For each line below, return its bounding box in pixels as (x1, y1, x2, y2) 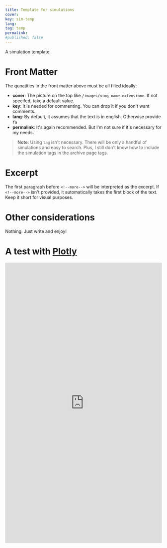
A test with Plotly (5, 245, 77, 257)
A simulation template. (5, 48, 51, 55)
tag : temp (5, 26, 26, 31)
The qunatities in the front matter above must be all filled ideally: (5, 83, 137, 89)
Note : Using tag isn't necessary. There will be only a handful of (17, 139, 147, 145)
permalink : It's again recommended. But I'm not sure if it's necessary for (12, 124, 162, 130)
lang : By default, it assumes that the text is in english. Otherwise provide (12, 113, 161, 120)
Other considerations (5, 211, 95, 223)
